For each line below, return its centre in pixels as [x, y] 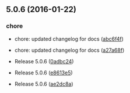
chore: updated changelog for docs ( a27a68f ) [69, 50]
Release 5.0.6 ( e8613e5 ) [43, 73]
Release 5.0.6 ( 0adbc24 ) [44, 61]
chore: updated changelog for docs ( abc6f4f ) [69, 39]
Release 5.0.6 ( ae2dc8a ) [44, 84]
